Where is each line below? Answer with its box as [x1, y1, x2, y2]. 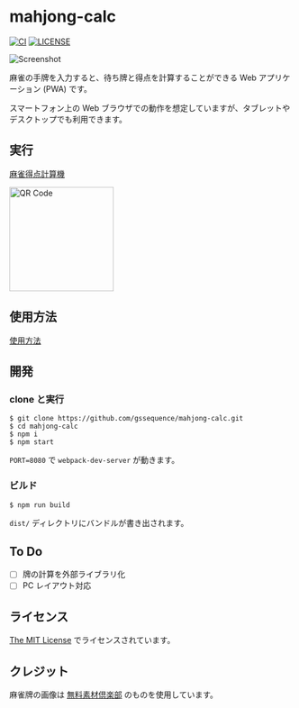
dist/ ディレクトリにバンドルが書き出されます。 [9, 517, 189, 528]
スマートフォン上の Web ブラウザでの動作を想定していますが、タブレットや [9, 102, 291, 113]
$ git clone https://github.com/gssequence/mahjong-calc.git [9, 414, 244, 423]
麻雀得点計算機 [9, 168, 65, 179]
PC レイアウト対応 [22, 580, 92, 591]
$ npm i [9, 430, 39, 439]
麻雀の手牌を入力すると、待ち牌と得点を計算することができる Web [9, 72, 257, 83]
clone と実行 [9, 393, 65, 405]
